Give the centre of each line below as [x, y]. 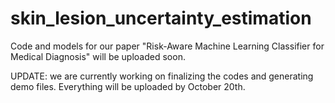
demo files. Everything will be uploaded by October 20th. [128, 86]
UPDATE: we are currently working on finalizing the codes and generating [162, 76]
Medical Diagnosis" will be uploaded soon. [98, 56]
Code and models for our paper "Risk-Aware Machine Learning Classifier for [167, 46]
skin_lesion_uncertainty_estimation [161, 18]
